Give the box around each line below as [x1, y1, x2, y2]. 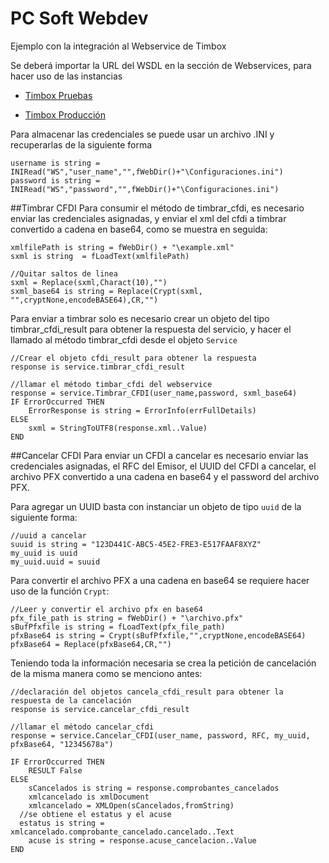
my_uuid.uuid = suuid [10, 557, 101, 567]
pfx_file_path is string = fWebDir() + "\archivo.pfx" [10, 613, 244, 623]
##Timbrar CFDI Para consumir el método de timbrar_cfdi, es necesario [10, 202, 305, 214]
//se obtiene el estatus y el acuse [19, 809, 172, 819]
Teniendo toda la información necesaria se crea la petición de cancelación [10, 657, 317, 669]
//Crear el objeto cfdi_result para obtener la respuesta [10, 353, 257, 363]
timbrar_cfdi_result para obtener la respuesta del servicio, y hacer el [10, 323, 292, 335]
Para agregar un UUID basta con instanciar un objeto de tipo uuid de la [10, 500, 302, 512]
